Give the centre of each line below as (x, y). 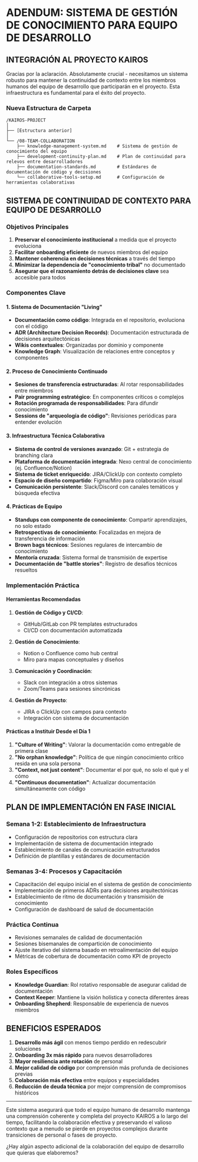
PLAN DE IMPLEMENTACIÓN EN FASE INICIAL (91, 807)
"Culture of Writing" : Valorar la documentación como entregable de (98, 745)
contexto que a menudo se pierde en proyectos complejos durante (87, 1129)
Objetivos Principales (37, 227)
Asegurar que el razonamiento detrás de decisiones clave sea (92, 271)
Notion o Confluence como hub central (71, 653)
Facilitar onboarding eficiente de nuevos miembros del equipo (91, 252)
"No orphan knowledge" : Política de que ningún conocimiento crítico (99, 757)
